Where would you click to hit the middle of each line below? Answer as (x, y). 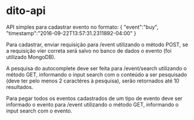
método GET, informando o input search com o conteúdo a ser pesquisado (96, 74)
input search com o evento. (39, 111)
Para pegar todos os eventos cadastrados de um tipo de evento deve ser (94, 98)
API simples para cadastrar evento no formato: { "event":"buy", (82, 27)
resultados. (20, 87)
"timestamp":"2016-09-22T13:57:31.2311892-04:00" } (71, 33)
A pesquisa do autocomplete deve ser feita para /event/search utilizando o (96, 68)
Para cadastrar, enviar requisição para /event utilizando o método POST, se (97, 44)
